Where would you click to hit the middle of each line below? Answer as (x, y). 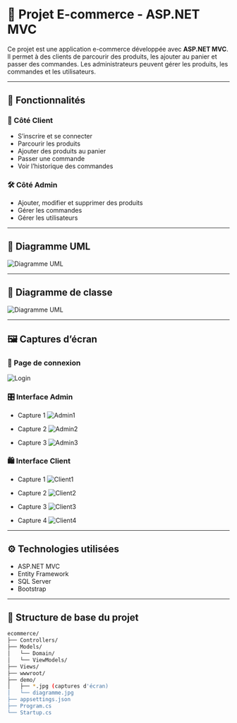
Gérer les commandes (50, 210)
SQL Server (34, 581)
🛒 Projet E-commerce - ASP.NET (104, 14)
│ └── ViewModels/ (38, 660)
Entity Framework (43, 574)
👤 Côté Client (30, 121)
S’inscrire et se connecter (55, 136)
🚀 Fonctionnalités (47, 101)
